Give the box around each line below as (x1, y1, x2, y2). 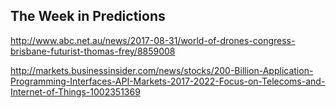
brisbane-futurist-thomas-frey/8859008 (10, 45, 176, 57)
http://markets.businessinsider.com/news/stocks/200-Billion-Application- (10, 64, 314, 76)
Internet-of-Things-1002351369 (10, 85, 141, 98)
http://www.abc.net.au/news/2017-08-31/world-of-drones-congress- (10, 34, 296, 46)
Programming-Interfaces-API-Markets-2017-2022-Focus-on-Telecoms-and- (10, 75, 326, 87)
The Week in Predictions (10, 8, 166, 25)
